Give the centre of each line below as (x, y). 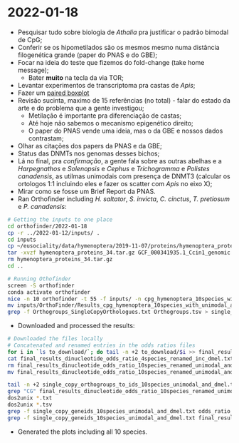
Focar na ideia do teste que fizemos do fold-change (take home (111, 62)
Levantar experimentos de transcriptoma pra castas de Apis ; (106, 85)
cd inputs (22, 240)
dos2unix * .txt (30, 398)
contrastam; (46, 138)
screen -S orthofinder (41, 285)
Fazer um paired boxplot (53, 93)
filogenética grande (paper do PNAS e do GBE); (87, 55)
